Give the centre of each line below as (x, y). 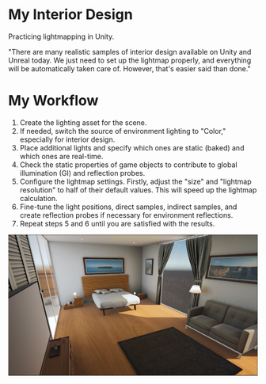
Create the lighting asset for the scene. (83, 122)
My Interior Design (70, 15)
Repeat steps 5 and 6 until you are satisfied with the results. (117, 223)
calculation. (38, 198)
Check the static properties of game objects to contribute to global (128, 165)
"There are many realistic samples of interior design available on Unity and (130, 51)
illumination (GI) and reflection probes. (82, 173)
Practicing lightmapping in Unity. (61, 36)
